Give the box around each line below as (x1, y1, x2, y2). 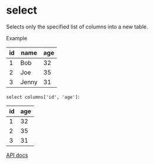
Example (6, 34, 28, 41)
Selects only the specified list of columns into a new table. (6, 23, 148, 30)
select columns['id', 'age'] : (6, 93, 80, 100)
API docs (6, 152, 28, 159)
